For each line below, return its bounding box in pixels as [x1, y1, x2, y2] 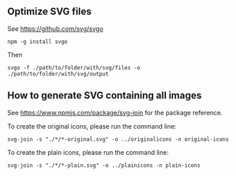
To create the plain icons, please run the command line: [7, 148, 169, 156]
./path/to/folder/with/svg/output [7, 70, 110, 77]
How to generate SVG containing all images [7, 90, 202, 102]
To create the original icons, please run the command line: [7, 122, 177, 130]
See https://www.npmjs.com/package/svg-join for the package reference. [7, 108, 223, 117]
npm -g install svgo [7, 38, 69, 45]
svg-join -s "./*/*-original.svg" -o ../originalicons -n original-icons [7, 136, 230, 143]
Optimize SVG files [7, 6, 92, 18]
